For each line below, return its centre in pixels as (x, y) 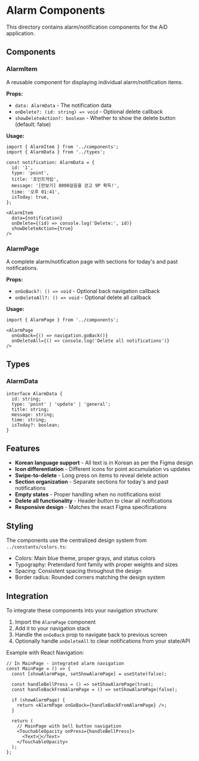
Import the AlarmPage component (55, 622)
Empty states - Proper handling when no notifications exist (88, 495)
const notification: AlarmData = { (50, 162)
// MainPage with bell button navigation (69, 726)
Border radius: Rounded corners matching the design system (90, 577)
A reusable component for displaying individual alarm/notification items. (95, 82)
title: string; (30, 409)
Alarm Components (56, 10)
